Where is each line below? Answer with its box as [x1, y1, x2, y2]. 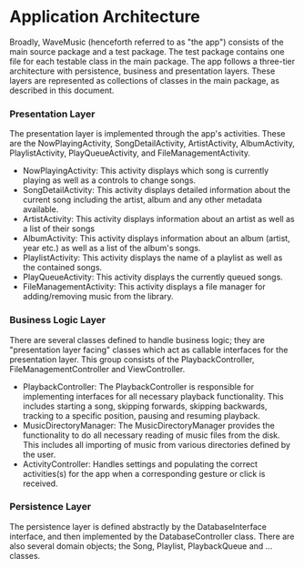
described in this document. [9, 85, 115, 96]
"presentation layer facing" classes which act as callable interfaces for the [9, 344, 289, 355]
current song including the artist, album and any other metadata [22, 194, 262, 206]
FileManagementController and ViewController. [9, 363, 186, 374]
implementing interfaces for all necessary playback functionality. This [22, 390, 284, 401]
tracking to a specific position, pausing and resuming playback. [22, 410, 261, 421]
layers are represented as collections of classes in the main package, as [9, 75, 280, 86]
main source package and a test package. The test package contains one [9, 46, 285, 56]
